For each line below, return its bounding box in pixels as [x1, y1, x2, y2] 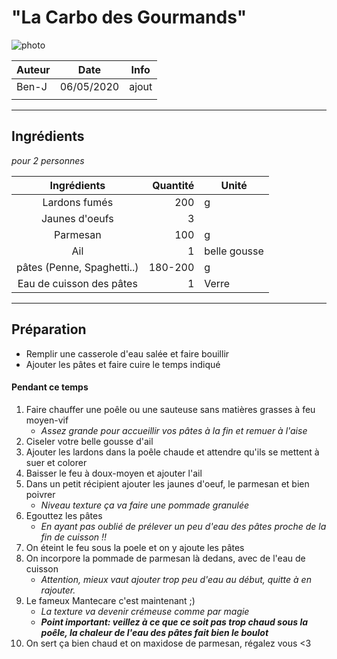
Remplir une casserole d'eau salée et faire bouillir [25, 347, 230, 360]
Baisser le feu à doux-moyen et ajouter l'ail [25, 467, 203, 479]
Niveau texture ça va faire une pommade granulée [40, 499, 250, 511]
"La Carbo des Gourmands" [11, 6, 248, 29]
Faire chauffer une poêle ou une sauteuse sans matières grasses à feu [25, 403, 316, 415]
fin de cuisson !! [40, 531, 108, 543]
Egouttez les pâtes [25, 509, 103, 521]
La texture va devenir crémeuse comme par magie [40, 605, 250, 617]
